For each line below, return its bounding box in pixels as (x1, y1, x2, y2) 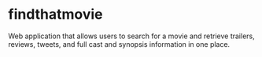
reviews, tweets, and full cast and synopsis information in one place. (8, 39, 231, 48)
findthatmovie (8, 5, 103, 23)
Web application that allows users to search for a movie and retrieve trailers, (8, 31, 255, 41)
